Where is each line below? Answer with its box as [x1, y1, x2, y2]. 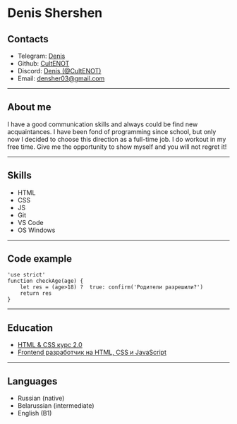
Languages [7, 375, 58, 387]
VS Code [17, 218, 44, 226]
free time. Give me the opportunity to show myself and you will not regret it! [7, 143, 227, 151]
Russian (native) [17, 394, 65, 403]
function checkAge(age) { [7, 277, 83, 285]
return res [20, 290, 52, 297]
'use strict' [7, 272, 46, 279]
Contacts [7, 33, 49, 45]
